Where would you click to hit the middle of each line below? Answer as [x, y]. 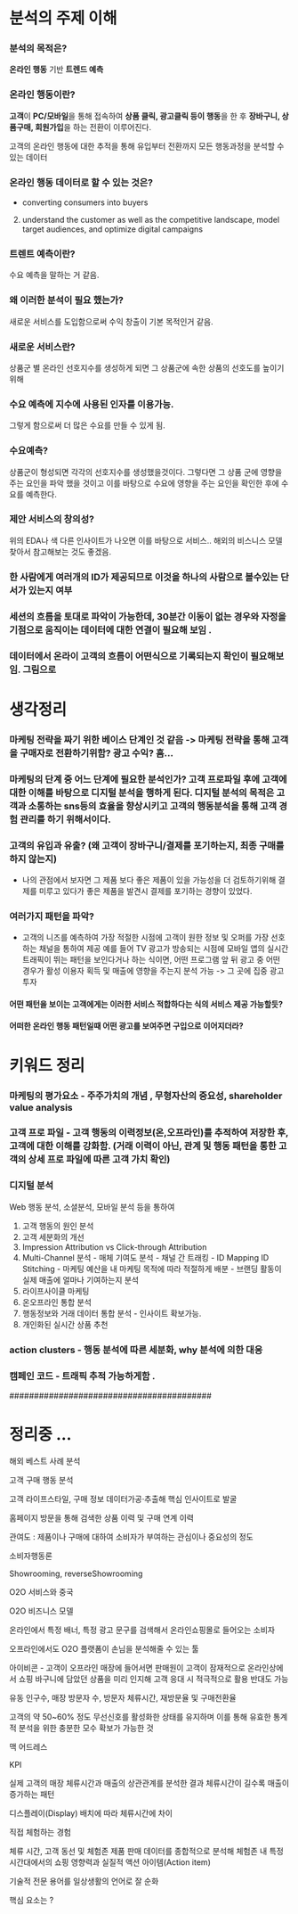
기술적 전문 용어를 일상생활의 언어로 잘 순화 [84, 1881]
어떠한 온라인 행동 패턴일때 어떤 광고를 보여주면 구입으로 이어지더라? [126, 1026]
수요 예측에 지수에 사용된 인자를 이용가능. [92, 404]
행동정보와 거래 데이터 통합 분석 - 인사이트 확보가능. [112, 1313]
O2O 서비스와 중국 [41, 1591]
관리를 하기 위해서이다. [65, 819]
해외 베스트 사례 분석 [45, 1461]
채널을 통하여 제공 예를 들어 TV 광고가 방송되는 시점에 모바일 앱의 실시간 [164, 949]
